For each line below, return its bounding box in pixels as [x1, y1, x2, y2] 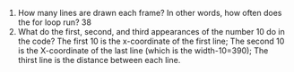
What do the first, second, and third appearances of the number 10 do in [17, 27, 285, 36]
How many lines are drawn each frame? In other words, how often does [17, 8, 282, 18]
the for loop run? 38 [17, 17, 92, 28]
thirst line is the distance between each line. [17, 55, 181, 65]
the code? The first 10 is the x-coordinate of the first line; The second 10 [17, 36, 285, 46]
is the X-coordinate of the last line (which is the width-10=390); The [17, 45, 269, 56]
